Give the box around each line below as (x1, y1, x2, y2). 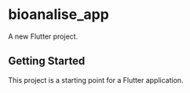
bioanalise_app (8, 6, 110, 24)
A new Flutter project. (8, 32, 79, 41)
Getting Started (8, 54, 86, 68)
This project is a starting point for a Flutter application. (8, 75, 184, 84)
